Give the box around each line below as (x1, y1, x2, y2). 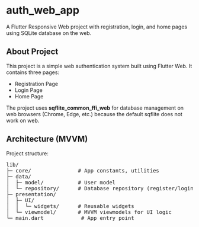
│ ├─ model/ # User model (6, 179, 116, 186)
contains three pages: (6, 69, 60, 76)
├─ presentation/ (6, 191, 56, 197)
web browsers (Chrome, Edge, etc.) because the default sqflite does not (6, 110, 182, 117)
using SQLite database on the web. (6, 29, 92, 36)
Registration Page (14, 80, 58, 87)
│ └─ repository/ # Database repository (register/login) (6, 185, 197, 191)
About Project (6, 47, 59, 57)
